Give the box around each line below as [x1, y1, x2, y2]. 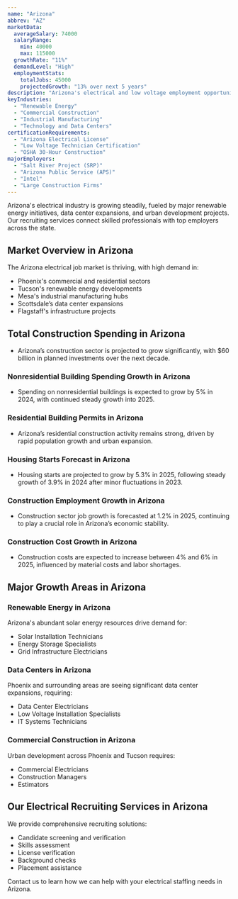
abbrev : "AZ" [7, 17, 46, 24]
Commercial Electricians [17, 765, 89, 774]
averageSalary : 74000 [13, 30, 78, 38]
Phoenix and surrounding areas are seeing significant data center [7, 681, 198, 690]
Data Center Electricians [17, 703, 89, 711]
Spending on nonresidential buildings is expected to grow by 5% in [17, 388, 213, 396]
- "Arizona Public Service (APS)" [13, 168, 115, 176]
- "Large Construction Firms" [13, 182, 103, 189]
